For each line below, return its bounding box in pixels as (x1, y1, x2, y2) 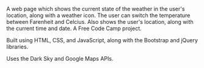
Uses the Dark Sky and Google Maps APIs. (6, 55, 114, 62)
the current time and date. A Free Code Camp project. (6, 25, 142, 32)
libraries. (6, 43, 29, 50)
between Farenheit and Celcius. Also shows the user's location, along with (6, 18, 194, 25)
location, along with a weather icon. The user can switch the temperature (6, 12, 191, 19)
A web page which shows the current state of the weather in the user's (6, 6, 185, 12)
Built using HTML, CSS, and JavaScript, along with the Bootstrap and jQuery (6, 37, 199, 43)
